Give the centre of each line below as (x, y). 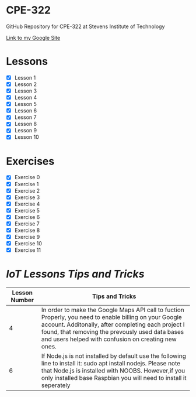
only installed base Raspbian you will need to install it (114, 378)
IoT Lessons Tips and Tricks (75, 274)
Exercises (30, 161)
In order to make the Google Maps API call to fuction (113, 310)
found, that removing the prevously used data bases (113, 332)
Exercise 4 (27, 204)
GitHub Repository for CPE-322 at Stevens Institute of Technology (85, 26)
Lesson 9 (25, 131)
